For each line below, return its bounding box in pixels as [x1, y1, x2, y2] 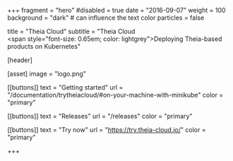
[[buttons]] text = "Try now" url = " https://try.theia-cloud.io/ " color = [7, 126, 206, 133]
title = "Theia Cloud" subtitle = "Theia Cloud [7, 28, 136, 35]
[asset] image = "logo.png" [7, 70, 87, 78]
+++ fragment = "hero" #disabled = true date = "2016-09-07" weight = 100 [7, 6, 226, 14]
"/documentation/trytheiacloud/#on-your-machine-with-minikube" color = [7, 91, 224, 99]
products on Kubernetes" [7, 42, 81, 50]
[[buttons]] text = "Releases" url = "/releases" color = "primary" [7, 112, 193, 120]
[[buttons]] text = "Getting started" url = [7, 83, 124, 91]
